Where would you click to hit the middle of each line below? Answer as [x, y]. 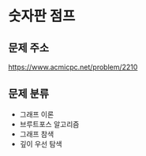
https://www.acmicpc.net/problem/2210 [73, 67]
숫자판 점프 [42, 16]
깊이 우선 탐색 [41, 143]
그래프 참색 [37, 134]
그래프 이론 [37, 114]
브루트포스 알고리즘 [49, 124]
